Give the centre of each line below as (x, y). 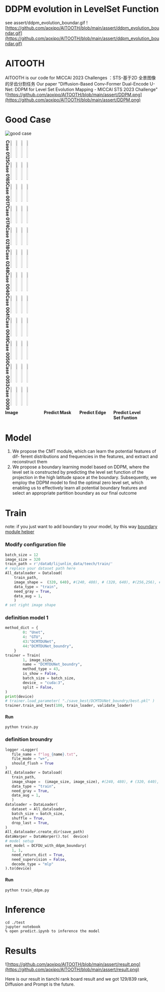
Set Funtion (125, 418)
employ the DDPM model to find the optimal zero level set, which (78, 482)
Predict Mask (58, 413)
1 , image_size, (38, 660)
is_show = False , (40, 674)
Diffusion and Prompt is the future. (40, 984)
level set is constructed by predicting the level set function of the (78, 472)
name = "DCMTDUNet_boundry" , (53, 664)
